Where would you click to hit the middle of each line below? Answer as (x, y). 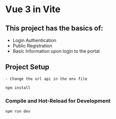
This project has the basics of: (54, 28)
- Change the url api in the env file (46, 79)
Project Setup (27, 67)
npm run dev (18, 111)
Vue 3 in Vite (33, 9)
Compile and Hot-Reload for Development (58, 101)
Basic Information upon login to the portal (56, 51)
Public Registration (32, 46)
